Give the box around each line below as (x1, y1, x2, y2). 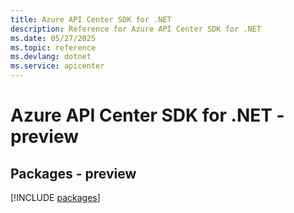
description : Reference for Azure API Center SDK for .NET (10, 24, 262, 34)
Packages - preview (10, 165, 137, 182)
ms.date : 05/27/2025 (10, 33, 97, 43)
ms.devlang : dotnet (10, 52, 92, 62)
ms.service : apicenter (10, 61, 105, 71)
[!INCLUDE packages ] (10, 192, 101, 203)
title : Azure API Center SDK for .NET (10, 14, 172, 25)
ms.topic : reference (10, 42, 97, 53)
